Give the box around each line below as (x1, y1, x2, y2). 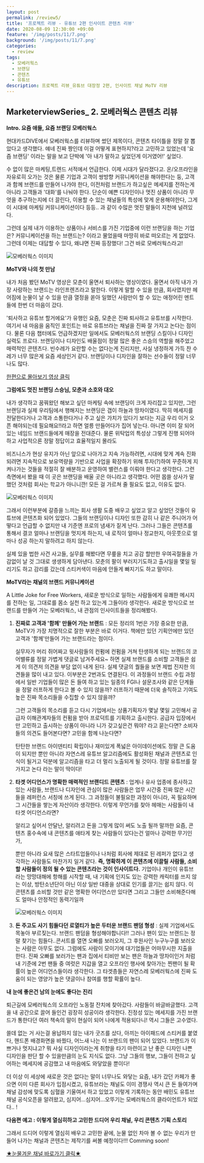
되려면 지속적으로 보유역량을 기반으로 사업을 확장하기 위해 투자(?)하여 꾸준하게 (6, 457, 192, 465)
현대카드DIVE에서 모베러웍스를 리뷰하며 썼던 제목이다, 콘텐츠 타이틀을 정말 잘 (6, 137, 189, 144)
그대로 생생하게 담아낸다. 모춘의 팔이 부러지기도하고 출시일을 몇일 (35, 557, 190, 565)
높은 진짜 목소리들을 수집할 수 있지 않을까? (15, 694, 116, 701)
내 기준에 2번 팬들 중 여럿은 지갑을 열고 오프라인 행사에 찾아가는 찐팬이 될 (15, 960, 189, 967)
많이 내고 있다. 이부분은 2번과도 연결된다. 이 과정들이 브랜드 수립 (31, 670, 185, 678)
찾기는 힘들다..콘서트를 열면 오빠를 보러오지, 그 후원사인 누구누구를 (21, 937, 180, 944)
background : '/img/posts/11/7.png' (6, 37, 97, 43)
